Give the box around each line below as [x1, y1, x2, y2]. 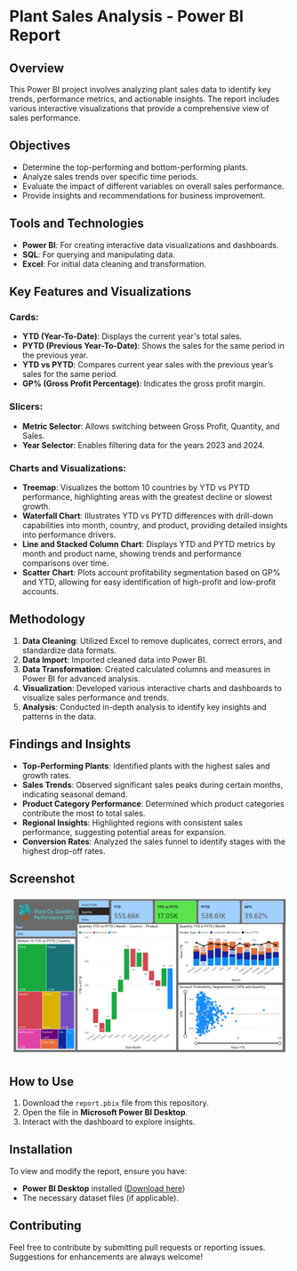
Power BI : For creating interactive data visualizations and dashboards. [21, 239, 279, 250]
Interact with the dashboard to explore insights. [21, 1116, 196, 1127]
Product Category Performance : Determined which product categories [21, 798, 285, 808]
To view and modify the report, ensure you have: [9, 1165, 188, 1176]
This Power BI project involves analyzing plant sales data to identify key [9, 84, 271, 94]
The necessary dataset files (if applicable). [21, 1192, 180, 1203]
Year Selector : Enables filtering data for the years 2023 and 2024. [21, 439, 265, 450]
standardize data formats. [21, 645, 117, 656]
